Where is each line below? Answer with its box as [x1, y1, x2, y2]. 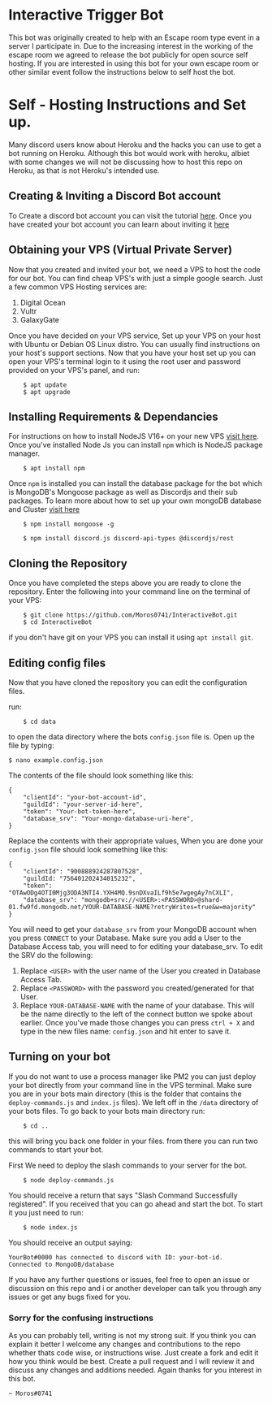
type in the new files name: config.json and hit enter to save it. [19, 1026, 231, 1036]
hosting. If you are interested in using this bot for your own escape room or [8, 58, 260, 68]
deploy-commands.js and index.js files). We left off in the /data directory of [8, 1097, 259, 1107]
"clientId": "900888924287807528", [23, 867, 144, 875]
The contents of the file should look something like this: [8, 770, 194, 780]
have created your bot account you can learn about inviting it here [8, 219, 230, 229]
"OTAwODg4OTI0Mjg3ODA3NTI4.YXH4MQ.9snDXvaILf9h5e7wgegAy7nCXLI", [8, 888, 234, 897]
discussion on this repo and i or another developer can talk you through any [8, 1283, 262, 1293]
